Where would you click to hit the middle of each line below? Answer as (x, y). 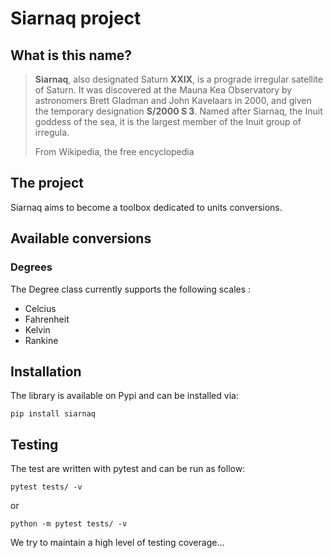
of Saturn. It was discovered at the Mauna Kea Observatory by (163, 90)
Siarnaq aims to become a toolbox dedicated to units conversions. (146, 207)
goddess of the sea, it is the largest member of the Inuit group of (168, 121)
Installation (46, 371)
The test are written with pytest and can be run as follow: (128, 469)
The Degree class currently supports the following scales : (131, 289)
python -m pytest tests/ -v (69, 524)
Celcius (40, 308)
